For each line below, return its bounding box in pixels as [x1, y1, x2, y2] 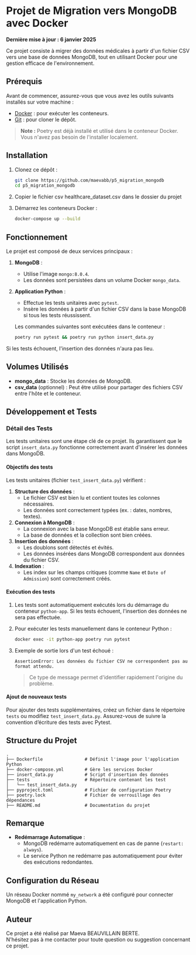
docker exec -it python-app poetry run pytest [14, 636, 130, 642]
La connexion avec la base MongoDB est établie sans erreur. [23, 525, 170, 532]
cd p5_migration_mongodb [14, 183, 75, 188]
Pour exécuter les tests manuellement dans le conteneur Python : [14, 625, 172, 632]
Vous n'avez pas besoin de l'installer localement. [20, 133, 139, 140]
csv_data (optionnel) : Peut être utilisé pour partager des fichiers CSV [14, 383, 183, 390]
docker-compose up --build [14, 216, 81, 222]
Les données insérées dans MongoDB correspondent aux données [23, 550, 185, 557]
